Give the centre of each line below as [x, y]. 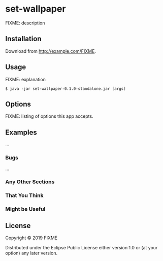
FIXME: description [25, 23]
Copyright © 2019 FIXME [31, 238]
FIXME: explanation [25, 79]
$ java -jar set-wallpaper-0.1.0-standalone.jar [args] [66, 89]
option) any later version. [31, 253]
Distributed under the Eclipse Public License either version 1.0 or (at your [81, 248]
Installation [23, 39]
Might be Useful [25, 209]
